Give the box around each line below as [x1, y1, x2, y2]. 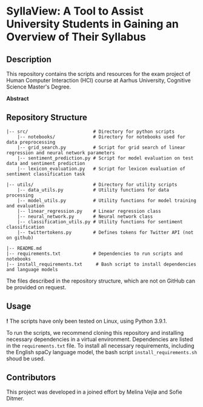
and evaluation [6, 203, 45, 209]
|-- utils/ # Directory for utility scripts [6, 181, 178, 187]
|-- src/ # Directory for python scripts [6, 129, 175, 135]
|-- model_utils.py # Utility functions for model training [17, 197, 197, 204]
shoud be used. [6, 355, 45, 362]
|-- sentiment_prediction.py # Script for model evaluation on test [17, 155, 194, 161]
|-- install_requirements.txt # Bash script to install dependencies [6, 261, 197, 267]
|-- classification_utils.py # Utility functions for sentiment [17, 218, 183, 225]
